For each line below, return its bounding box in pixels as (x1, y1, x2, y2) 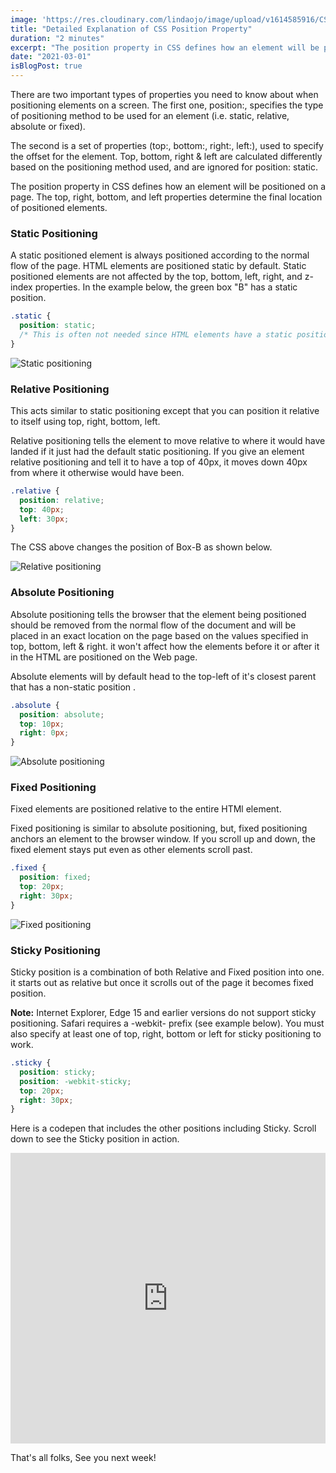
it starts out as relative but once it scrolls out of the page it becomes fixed (10, 977, 314, 989)
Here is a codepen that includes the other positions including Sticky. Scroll (10, 1122, 317, 1135)
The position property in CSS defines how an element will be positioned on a (10, 181, 326, 192)
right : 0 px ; (19, 728, 70, 738)
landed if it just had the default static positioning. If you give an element (10, 446, 305, 458)
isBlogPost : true (10, 61, 83, 71)
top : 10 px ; (19, 719, 65, 729)
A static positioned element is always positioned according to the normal (10, 249, 310, 261)
